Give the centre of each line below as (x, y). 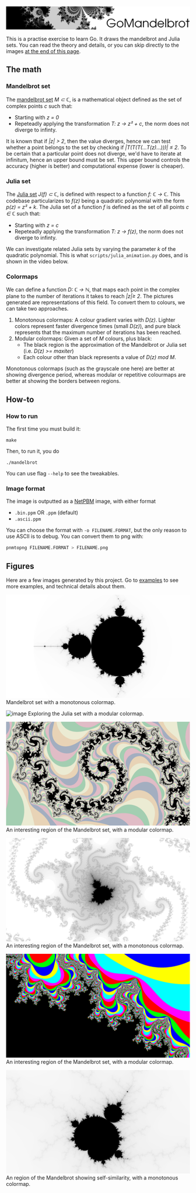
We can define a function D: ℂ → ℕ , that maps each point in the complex (93, 289)
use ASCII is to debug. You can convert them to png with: (75, 536)
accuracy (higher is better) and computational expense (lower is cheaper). (95, 166)
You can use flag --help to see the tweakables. (63, 473)
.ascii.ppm (28, 519)
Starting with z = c (37, 225)
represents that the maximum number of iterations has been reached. (98, 332)
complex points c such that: (39, 106)
